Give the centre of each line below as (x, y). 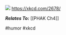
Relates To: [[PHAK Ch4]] (32, 18)
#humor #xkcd (20, 28)
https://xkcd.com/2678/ (36, 8)
